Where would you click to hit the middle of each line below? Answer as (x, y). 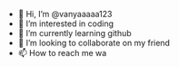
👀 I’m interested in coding (66, 24)
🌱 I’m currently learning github (75, 33)
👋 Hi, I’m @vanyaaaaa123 (65, 14)
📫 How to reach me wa (62, 53)
